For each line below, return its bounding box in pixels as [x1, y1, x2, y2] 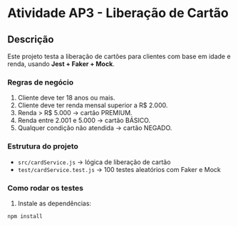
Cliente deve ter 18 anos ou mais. [17, 94, 115, 102]
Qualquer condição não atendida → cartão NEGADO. [17, 124, 172, 132]
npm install [7, 212, 43, 220]
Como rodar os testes [7, 183, 84, 193]
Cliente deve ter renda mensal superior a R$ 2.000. [17, 101, 168, 109]
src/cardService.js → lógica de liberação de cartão [17, 158, 171, 166]
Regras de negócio [7, 77, 73, 87]
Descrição [7, 33, 54, 45]
